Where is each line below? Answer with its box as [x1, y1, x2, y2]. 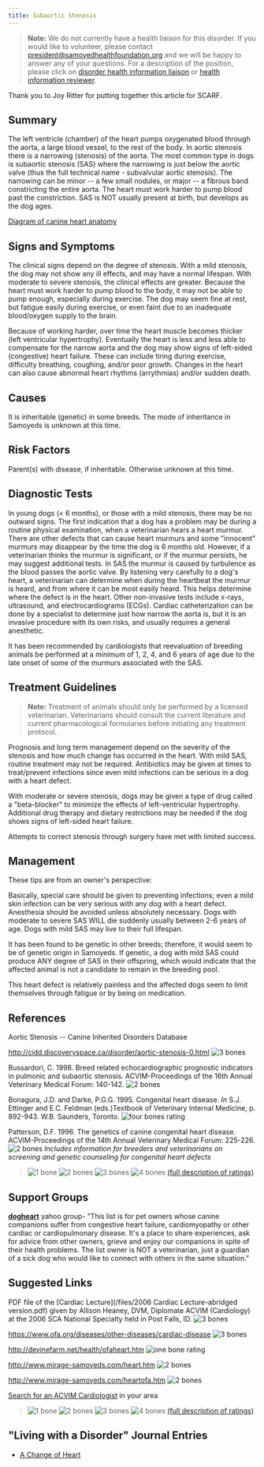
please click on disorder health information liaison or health [27, 66, 221, 76]
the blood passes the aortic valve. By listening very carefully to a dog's [8, 566, 239, 577]
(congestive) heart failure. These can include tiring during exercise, [8, 352, 227, 361]
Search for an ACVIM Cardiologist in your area [8, 1390, 158, 1400]
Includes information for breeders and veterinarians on [44, 1144, 223, 1153]
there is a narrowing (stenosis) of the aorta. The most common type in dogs [8, 151, 255, 160]
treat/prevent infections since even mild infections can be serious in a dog [8, 767, 249, 777]
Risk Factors [8, 443, 71, 457]
